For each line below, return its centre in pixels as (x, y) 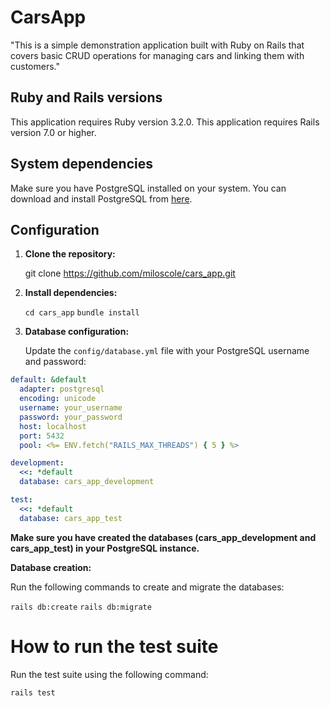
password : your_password (71, 417)
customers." (35, 66)
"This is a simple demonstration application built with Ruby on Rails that (157, 45)
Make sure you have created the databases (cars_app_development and (163, 537)
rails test (33, 692)
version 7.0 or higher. (53, 132)
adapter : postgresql (62, 389)
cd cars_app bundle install (82, 313)
